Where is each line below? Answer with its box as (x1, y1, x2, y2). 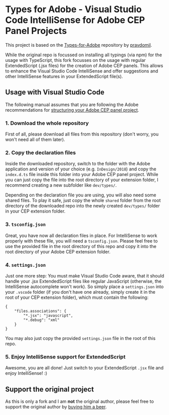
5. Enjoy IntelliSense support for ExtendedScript (5, 353, 126, 360)
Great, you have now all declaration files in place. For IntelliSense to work (5, 232, 157, 238)
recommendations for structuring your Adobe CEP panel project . (5, 107, 140, 113)
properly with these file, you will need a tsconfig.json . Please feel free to (5, 237, 158, 244)
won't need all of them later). (5, 136, 66, 143)
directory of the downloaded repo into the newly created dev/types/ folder (5, 203, 160, 209)
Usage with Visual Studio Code (5, 88, 104, 97)
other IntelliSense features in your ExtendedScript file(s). (5, 73, 123, 79)
